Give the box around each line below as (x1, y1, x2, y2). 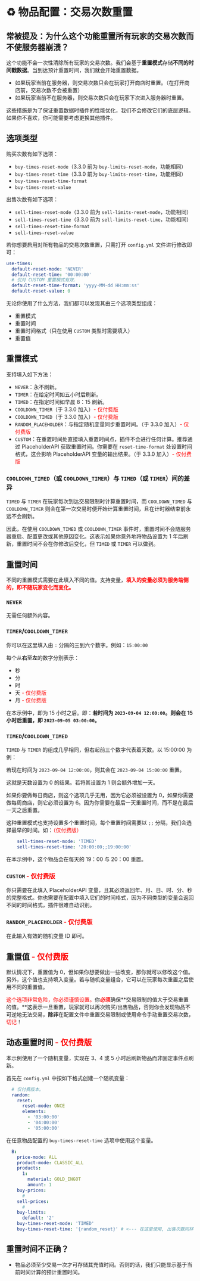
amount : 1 (27, 1182, 52, 1188)
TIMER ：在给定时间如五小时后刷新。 (14, 391, 102, 398)
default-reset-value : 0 (11, 288, 70, 294)
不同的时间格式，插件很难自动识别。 (6, 901, 95, 909)
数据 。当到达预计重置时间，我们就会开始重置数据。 (16, 67, 142, 73)
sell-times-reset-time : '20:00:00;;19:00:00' (17, 844, 132, 850)
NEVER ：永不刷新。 (14, 383, 60, 390)
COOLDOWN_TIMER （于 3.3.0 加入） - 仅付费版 (14, 406, 119, 413)
